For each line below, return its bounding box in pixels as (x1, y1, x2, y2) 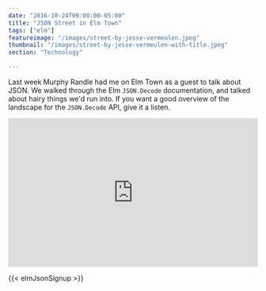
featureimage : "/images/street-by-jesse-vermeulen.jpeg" (8, 33, 200, 42)
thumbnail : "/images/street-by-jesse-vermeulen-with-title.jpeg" (8, 41, 228, 49)
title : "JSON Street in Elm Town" (8, 19, 123, 27)
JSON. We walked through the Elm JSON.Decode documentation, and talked (8, 86, 251, 95)
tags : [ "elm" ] (8, 26, 55, 34)
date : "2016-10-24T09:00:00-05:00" (8, 11, 126, 20)
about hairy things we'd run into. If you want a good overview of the (8, 94, 230, 103)
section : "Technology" (8, 48, 83, 56)
